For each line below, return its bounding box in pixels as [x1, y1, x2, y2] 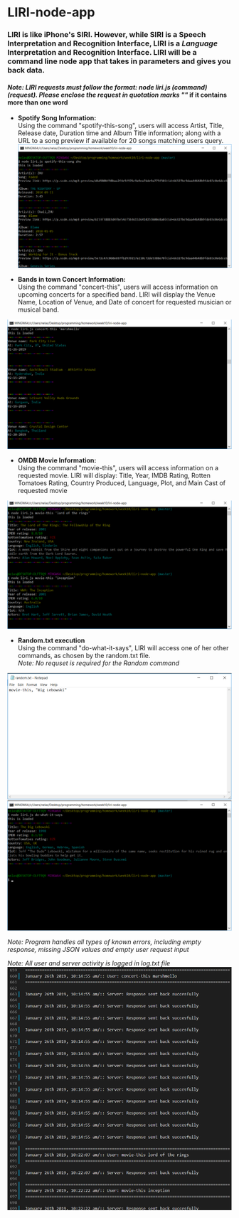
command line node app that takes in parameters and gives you [7, 56, 231, 66]
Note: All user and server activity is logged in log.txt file [7, 959, 171, 968]
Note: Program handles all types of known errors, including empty [7, 938, 201, 946]
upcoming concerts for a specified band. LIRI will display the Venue [17, 290, 216, 299]
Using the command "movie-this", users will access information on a [17, 464, 219, 472]
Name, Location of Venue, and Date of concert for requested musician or [17, 298, 232, 307]
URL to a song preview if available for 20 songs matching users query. [17, 137, 224, 145]
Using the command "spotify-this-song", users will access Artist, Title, [17, 122, 224, 130]
